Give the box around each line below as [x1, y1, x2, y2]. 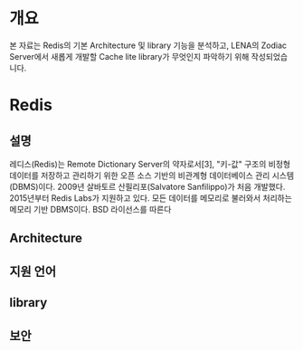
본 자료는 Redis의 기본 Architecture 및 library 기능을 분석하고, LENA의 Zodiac [9, 40, 288, 51]
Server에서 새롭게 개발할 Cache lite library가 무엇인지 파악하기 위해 [9, 51, 250, 62]
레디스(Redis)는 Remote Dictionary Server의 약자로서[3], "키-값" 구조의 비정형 [9, 158, 291, 169]
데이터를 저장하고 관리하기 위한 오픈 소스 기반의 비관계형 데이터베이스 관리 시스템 [9, 169, 295, 181]
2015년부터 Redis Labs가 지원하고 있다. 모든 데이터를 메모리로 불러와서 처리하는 [9, 192, 292, 204]
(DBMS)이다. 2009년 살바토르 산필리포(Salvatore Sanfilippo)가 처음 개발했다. [9, 181, 286, 192]
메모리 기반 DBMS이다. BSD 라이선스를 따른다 [9, 204, 172, 214]
